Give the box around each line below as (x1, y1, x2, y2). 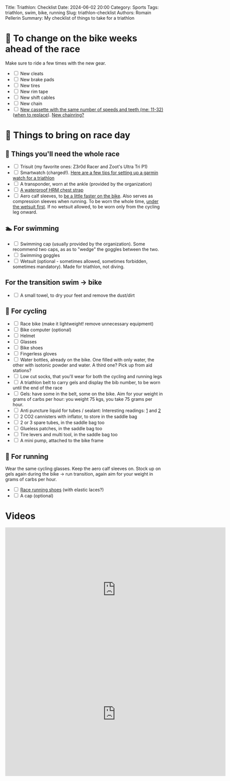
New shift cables (20, 94, 55, 100)
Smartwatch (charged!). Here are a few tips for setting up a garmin (20, 169, 159, 176)
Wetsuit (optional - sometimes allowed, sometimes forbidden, (20, 258, 147, 264)
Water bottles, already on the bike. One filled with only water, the (20, 357, 155, 363)
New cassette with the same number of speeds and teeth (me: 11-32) (20, 106, 164, 113)
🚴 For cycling (5, 306, 47, 315)
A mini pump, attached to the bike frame (20, 438, 104, 444)
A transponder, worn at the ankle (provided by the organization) (20, 181, 152, 187)
